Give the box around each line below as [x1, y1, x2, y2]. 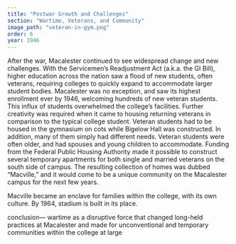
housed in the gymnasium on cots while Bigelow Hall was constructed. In [7, 125, 222, 133]
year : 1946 [7, 37, 40, 44]
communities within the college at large [7, 228, 123, 237]
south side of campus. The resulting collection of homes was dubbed [7, 163, 211, 171]
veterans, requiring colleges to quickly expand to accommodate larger [7, 79, 213, 88]
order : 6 [7, 30, 33, 38]
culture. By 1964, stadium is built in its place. [7, 199, 138, 208]
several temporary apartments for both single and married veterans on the [7, 155, 225, 164]
